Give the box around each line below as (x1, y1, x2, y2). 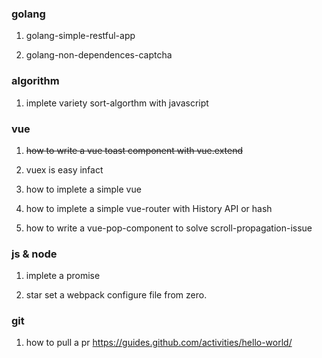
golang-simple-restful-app (25, 30, 136, 42)
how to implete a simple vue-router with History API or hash (25, 202, 273, 214)
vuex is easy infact (25, 163, 104, 176)
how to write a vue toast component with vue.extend (25, 144, 244, 156)
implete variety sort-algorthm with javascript (25, 97, 209, 109)
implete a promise (25, 270, 101, 282)
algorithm (11, 74, 60, 88)
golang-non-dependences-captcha (25, 49, 173, 61)
